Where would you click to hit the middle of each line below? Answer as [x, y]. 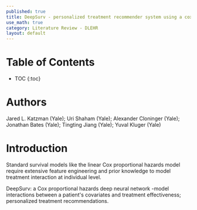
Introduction [37, 149]
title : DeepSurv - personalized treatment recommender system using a [94, 17]
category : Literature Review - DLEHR [52, 28]
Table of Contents [50, 62]
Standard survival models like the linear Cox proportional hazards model [93, 164]
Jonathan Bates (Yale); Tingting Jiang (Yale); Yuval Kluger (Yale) [84, 125]
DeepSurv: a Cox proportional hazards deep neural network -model [87, 188]
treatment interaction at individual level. [54, 177]
